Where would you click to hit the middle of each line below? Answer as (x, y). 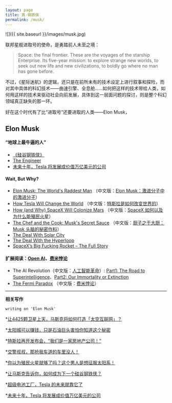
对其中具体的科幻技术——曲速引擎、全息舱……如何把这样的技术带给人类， (83, 88)
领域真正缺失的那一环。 (30, 101)
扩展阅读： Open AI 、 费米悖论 (37, 258)
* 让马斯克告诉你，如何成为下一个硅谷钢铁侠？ (54, 374)
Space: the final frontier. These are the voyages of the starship (84, 55)
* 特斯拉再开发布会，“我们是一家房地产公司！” (53, 341)
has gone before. (36, 71)
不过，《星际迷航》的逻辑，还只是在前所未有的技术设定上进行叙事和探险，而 (85, 82)
